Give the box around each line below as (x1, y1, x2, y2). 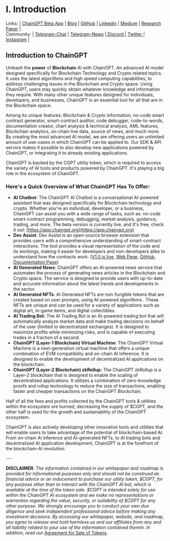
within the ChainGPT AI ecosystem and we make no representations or (6, 492, 154, 498)
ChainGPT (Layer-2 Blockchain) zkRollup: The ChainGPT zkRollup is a (13, 367, 161, 373)
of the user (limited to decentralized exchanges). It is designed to (13, 324, 149, 330)
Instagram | (6, 36, 30, 43)
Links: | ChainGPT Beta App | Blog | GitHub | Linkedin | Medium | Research (6, 20, 161, 26)
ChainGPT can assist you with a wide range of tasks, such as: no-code (13, 211, 161, 217)
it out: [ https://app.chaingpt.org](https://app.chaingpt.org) (13, 227, 135, 233)
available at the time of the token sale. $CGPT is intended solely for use (6, 487, 156, 493)
